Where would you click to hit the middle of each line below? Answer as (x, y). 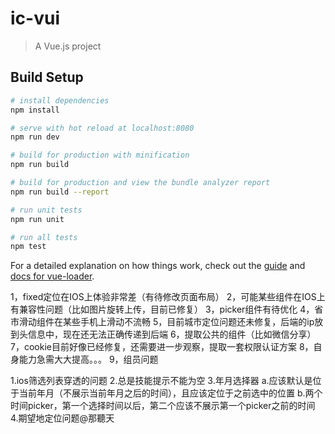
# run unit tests (46, 210)
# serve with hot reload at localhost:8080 (102, 128)
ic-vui (35, 18)
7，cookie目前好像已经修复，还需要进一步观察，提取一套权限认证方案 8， (162, 347)
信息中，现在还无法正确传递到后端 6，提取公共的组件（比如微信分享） (172, 334)
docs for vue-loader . (52, 276)
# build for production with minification (100, 155)
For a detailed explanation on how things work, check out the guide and (158, 266)
